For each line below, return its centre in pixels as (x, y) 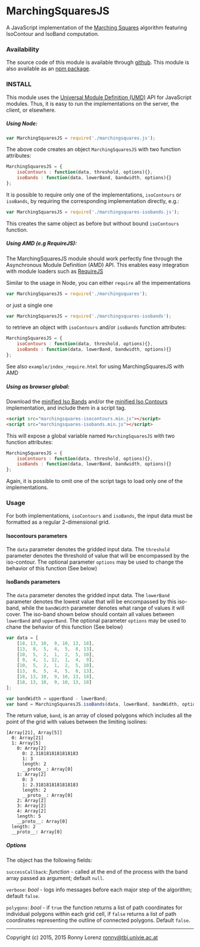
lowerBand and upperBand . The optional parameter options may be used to (96, 620)
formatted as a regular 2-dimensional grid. (58, 522)
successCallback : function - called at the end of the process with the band (97, 872)
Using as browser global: (38, 386)
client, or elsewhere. (31, 110)
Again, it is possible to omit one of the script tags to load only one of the (95, 481)
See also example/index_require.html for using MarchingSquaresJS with (95, 366)
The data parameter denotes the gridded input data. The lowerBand (88, 595)
